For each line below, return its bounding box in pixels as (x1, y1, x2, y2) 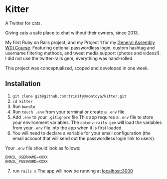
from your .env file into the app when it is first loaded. (12, 124, 123, 130)
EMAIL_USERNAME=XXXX (5, 154, 48, 159)
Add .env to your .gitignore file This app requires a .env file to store (12, 114, 154, 120)
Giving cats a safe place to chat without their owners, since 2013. (5, 29, 139, 35)
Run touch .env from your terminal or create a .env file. (12, 108, 126, 114)
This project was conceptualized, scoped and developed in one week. (5, 65, 149, 71)
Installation (5, 79, 41, 88)
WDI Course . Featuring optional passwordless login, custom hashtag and (5, 44, 155, 50)
